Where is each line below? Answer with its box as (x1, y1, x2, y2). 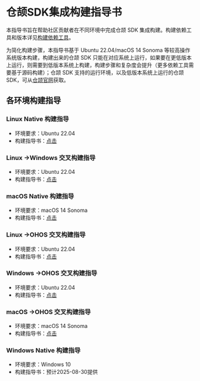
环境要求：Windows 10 (14, 361, 71, 368)
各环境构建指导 (6, 96, 61, 106)
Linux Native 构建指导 (6, 115, 70, 123)
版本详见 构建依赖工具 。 (16, 33, 74, 41)
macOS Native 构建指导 (6, 192, 74, 200)
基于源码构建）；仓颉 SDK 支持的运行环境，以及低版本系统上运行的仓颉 (11, 69, 185, 76)
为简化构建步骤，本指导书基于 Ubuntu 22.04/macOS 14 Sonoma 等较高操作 (6, 46, 190, 54)
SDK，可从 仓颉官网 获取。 (6, 76, 70, 84)
